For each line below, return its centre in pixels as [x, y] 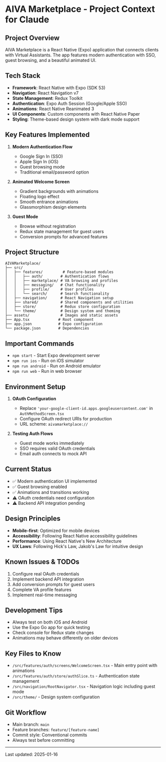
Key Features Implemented [47, 135]
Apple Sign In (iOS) [39, 161]
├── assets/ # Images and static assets [62, 315]
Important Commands [40, 343]
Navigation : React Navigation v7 [45, 93]
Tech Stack [23, 76]
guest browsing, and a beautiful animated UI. [51, 60]
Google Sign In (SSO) [41, 156]
